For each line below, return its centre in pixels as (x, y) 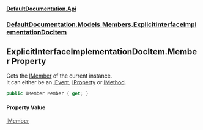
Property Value (26, 107)
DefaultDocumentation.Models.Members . (70, 24)
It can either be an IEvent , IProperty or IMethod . (66, 82)
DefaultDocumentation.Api (41, 9)
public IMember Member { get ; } (47, 94)
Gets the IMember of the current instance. (59, 76)
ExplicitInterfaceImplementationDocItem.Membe (102, 52)
